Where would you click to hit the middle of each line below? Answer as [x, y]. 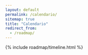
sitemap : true [20, 19]
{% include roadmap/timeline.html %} [44, 47]
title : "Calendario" [27, 24]
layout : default [22, 10]
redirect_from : [21, 28]
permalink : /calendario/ [31, 14]
